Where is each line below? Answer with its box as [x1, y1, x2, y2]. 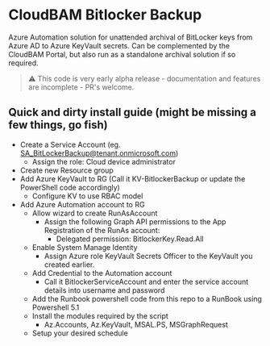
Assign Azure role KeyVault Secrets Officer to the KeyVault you [44, 251, 253, 261]
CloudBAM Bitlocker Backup [8, 6, 202, 24]
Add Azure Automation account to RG [19, 199, 145, 209]
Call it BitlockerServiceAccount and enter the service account [44, 277, 249, 286]
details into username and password [44, 285, 165, 295]
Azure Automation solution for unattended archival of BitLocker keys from [8, 32, 253, 42]
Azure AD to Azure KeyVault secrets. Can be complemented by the [8, 40, 231, 50]
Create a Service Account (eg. [19, 140, 121, 149]
